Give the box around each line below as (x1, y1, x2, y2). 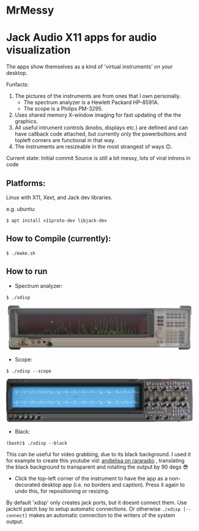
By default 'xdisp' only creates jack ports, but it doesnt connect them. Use (6, 499, 187, 506)
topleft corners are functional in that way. (14, 137, 115, 144)
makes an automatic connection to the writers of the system (28, 511, 176, 519)
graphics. (14, 118, 38, 125)
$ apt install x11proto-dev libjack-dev (6, 218, 108, 224)
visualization (6, 43, 71, 57)
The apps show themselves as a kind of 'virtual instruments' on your (6, 63, 173, 70)
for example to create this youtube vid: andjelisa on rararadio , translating (6, 457, 185, 464)
